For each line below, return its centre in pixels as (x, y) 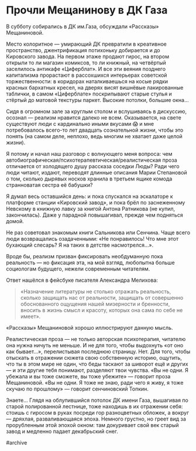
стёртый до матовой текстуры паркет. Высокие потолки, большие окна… (97, 100)
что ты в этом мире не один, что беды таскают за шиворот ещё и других (97, 364)
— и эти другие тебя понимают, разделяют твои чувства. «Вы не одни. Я (97, 370)
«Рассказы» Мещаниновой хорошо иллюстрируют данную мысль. (90, 327)
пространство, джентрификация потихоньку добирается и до (83, 50)
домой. (15, 221)
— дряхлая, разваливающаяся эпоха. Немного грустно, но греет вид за (96, 419)
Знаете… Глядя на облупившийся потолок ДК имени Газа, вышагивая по (97, 400)
